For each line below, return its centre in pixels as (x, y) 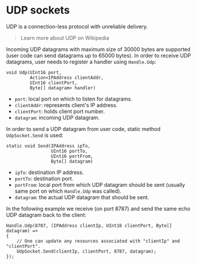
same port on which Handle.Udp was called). (68, 191)
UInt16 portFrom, (72, 156)
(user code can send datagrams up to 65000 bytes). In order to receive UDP (98, 55)
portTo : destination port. (44, 178)
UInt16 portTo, (69, 151)
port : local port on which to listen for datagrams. (73, 99)
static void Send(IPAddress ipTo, (49, 146)
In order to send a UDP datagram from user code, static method (83, 129)
